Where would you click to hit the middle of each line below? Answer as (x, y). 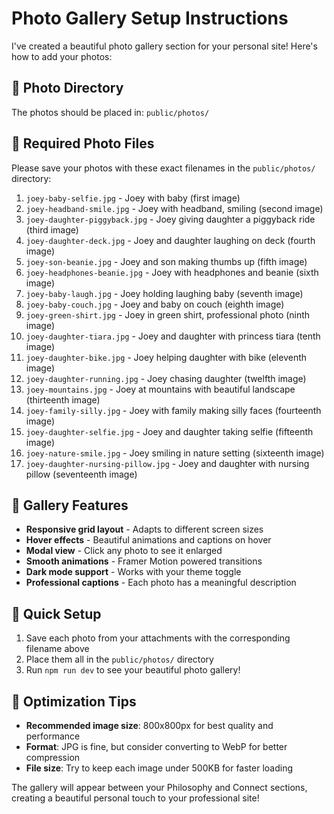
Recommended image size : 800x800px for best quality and (149, 725)
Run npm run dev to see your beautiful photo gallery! (133, 670)
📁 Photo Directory (67, 88)
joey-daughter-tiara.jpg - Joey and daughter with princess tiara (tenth (173, 336)
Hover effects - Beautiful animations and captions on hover (148, 540)
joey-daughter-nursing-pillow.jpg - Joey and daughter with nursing (167, 463)
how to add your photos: (62, 56)
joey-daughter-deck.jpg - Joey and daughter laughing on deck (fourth (170, 240)
